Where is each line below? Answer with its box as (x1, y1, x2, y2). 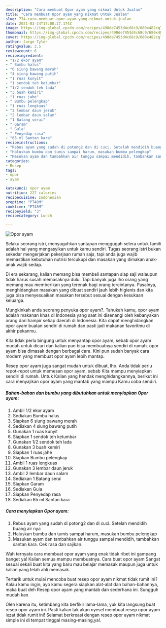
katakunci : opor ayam (5, 186, 50, 191)
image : (5, 26, 19, 31)
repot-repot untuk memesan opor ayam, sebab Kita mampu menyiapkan (5, 368, 152, 374)
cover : (5, 35, 19, 40)
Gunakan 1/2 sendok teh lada (12, 439, 72, 445)
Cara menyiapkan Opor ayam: (5, 508, 69, 514)
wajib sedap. (16, 262, 42, 268)
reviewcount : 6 (5, 48, 37, 53)
